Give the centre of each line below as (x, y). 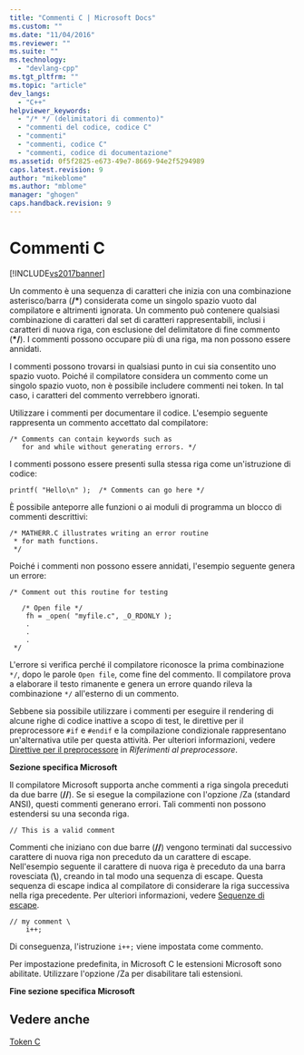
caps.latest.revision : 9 (56, 170)
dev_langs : (30, 93)
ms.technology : (38, 60)
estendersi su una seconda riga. (69, 814)
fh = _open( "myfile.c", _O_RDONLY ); (99, 616)
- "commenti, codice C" (62, 144)
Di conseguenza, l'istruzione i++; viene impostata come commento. (137, 946)
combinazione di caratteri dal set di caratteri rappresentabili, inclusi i (137, 319)
